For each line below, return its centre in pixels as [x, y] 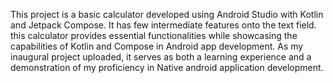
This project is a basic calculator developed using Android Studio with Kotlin [167, 14]
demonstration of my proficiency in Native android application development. [167, 67]
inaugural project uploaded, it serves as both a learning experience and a [161, 57]
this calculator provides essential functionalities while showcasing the [154, 35]
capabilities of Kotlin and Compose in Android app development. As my [157, 46]
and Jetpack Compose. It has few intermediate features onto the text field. [163, 25]
